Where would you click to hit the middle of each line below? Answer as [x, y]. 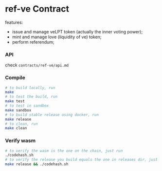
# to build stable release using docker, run [52, 115]
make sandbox [18, 110]
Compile [15, 78]
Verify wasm [20, 140]
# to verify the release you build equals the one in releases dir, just [81, 160]
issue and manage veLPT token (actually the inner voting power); [77, 31]
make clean [16, 128]
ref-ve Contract [37, 9]
